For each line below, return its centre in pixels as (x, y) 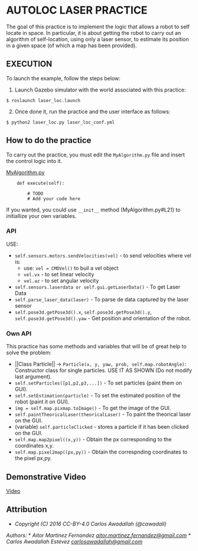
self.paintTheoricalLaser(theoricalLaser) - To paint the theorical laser (103, 415)
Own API (19, 333)
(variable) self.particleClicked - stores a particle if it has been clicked (102, 427)
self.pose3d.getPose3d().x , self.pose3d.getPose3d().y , (83, 312)
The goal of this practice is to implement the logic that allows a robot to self (98, 27)
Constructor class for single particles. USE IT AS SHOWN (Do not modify (103, 370)
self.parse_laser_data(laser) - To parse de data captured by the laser (102, 299)
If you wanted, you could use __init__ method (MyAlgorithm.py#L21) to (93, 210)
